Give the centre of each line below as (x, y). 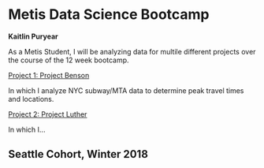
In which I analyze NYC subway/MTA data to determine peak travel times (126, 90)
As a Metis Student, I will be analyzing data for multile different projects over (132, 51)
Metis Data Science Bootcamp (109, 15)
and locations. (31, 99)
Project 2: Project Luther (48, 114)
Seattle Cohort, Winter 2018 (78, 154)
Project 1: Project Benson (49, 75)
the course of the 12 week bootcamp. (69, 60)
